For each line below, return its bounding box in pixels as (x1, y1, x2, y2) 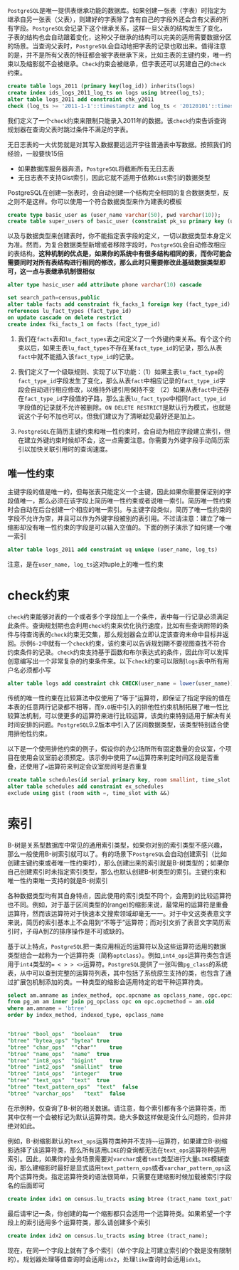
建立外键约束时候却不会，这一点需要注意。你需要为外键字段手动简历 (23, 436, 224, 444)
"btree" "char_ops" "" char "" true (7, 1044, 122, 1051)
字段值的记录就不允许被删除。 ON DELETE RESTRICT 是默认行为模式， (17, 402, 213, 411)
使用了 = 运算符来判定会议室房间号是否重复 (26, 762, 148, 770)
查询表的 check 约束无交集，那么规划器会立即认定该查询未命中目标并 (26, 630, 223, 639)
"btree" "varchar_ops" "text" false (7, 1090, 126, 1097)
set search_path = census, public (7, 294, 100, 302)
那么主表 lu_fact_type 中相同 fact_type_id (105, 394, 226, 402)
